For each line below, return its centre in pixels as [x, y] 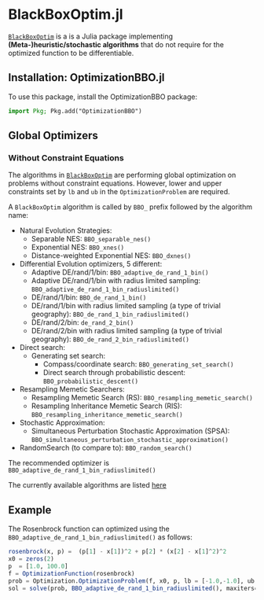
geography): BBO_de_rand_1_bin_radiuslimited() [110, 314]
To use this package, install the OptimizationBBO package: [103, 97]
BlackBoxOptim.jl [66, 15]
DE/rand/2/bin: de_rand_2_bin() [82, 322]
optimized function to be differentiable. [71, 53]
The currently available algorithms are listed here [87, 485]
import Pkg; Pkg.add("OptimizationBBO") [75, 111]
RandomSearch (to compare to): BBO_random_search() [106, 448]
